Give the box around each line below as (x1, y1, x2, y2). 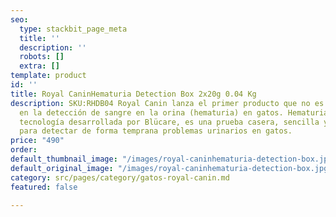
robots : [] (19, 52, 65, 62)
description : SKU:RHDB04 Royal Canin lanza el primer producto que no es (10, 98, 325, 108)
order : (10, 145, 38, 155)
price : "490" (10, 136, 65, 146)
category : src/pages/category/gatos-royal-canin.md (10, 172, 230, 183)
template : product (10, 71, 87, 81)
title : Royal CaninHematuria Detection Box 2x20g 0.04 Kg (10, 89, 257, 99)
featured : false (10, 182, 78, 192)
